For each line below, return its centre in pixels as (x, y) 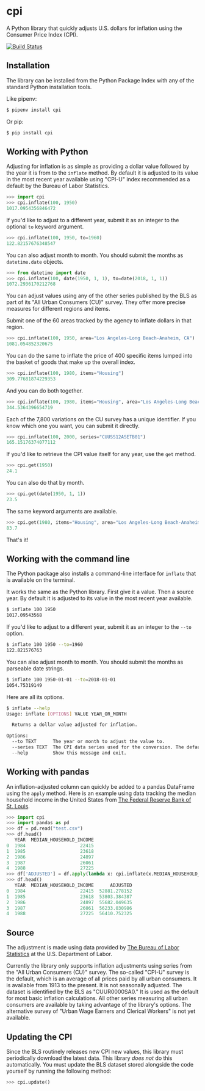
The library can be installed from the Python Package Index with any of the (100, 80)
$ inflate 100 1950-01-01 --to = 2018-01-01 (61, 680)
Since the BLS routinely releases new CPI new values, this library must (95, 1051)
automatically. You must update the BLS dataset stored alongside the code (100, 1064)
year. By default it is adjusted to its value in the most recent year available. (99, 598)
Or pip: (15, 121)
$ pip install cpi (30, 132)
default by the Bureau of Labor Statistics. (58, 186)
